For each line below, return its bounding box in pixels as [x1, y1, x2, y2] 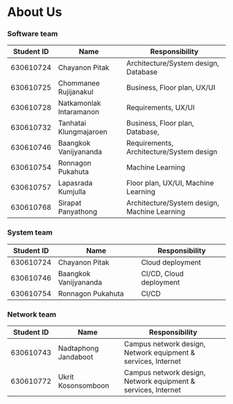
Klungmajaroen [58, 127, 107, 137]
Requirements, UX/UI [126, 103, 196, 112]
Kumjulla [58, 187, 87, 196]
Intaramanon [58, 107, 99, 117]
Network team [7, 310, 57, 319]
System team [7, 228, 53, 237]
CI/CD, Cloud [141, 269, 184, 278]
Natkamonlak [58, 99, 102, 108]
